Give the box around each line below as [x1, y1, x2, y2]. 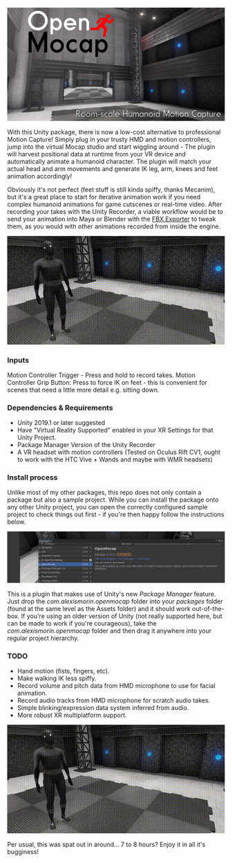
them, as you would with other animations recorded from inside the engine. [7, 222, 221, 230]
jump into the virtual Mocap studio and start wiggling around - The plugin [7, 143, 215, 151]
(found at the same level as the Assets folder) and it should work [7, 605, 191, 613]
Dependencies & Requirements [7, 403, 113, 412]
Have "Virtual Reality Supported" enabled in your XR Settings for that [17, 426, 214, 435]
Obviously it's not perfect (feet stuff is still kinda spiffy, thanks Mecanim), [7, 185, 215, 194]
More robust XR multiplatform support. [17, 711, 127, 720]
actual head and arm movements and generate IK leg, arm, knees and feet [7, 164, 218, 173]
